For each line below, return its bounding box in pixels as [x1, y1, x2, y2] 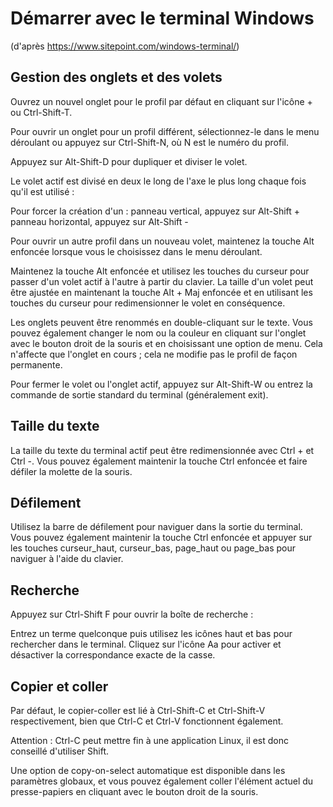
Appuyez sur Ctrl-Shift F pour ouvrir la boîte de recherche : [10, 608, 254, 621]
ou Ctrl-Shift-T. [10, 106, 73, 118]
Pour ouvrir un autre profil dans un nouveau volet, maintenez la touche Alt [10, 235, 315, 247]
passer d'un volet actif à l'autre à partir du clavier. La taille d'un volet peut [10, 275, 314, 287]
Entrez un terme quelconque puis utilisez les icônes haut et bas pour [10, 628, 293, 640]
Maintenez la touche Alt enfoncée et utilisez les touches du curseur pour [10, 265, 310, 277]
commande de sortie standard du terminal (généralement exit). [10, 388, 269, 401]
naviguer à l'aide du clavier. [10, 553, 124, 565]
